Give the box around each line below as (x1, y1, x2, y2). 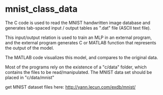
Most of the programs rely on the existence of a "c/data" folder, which (5, 64, 147, 70)
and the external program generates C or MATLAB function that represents (5, 39, 156, 45)
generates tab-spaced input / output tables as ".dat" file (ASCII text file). (5, 25, 151, 31)
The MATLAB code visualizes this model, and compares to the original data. (5, 54, 158, 60)
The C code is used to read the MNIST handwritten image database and (5, 20, 151, 26)
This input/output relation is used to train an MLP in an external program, (5, 34, 152, 40)
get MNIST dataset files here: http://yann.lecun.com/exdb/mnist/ (5, 84, 136, 90)
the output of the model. (5, 45, 54, 51)
